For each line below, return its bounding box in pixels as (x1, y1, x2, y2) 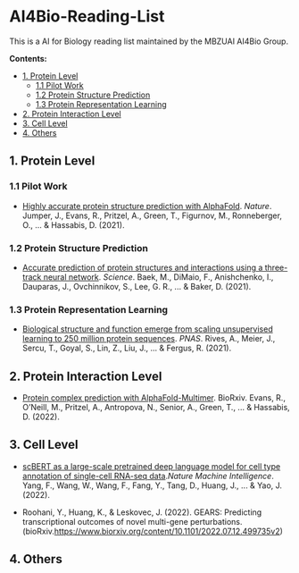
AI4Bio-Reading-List (9, 6, 165, 27)
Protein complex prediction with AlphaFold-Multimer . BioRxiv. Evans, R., (21, 392, 286, 403)
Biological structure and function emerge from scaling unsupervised (21, 324, 274, 334)
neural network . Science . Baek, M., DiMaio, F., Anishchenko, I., (43, 271, 274, 282)
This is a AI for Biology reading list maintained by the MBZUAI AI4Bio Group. (9, 36, 288, 46)
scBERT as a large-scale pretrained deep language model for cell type (21, 460, 281, 471)
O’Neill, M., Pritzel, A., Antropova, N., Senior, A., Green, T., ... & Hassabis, (21, 402, 290, 413)
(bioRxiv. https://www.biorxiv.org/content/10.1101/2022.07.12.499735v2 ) (21, 526, 284, 536)
